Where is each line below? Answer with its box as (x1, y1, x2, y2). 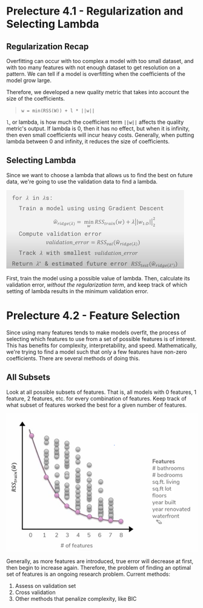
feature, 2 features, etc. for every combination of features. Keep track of (6, 394, 187, 402)
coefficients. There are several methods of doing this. (6, 354, 141, 362)
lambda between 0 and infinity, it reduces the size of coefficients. (6, 138, 170, 145)
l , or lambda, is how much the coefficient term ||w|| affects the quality (6, 118, 184, 126)
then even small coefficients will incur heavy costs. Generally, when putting (6, 132, 195, 138)
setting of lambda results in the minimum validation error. (6, 287, 148, 295)
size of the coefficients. (6, 95, 65, 102)
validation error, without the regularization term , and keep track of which (6, 281, 188, 288)
